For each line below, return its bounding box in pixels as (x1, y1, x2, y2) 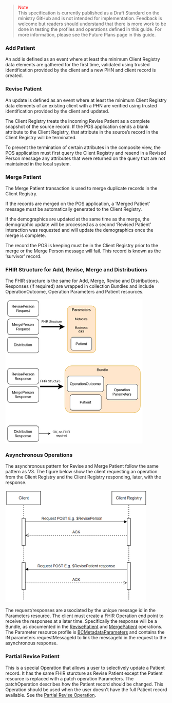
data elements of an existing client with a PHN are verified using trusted (5, 102, 158, 108)
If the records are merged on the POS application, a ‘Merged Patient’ (5, 200, 150, 207)
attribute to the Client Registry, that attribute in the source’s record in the (5, 128, 159, 135)
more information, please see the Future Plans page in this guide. (17, 32, 156, 38)
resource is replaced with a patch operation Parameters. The (5, 675, 134, 681)
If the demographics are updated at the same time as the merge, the (5, 216, 150, 222)
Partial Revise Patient (5, 653, 60, 660)
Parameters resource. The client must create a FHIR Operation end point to (5, 613, 164, 619)
